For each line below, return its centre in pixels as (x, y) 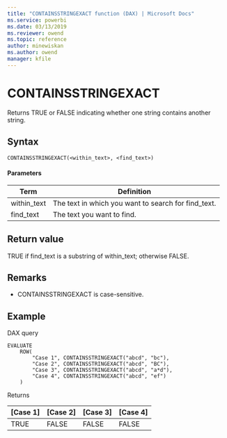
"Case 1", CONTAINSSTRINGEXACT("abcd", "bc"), (101, 358)
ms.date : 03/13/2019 (37, 26)
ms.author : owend (32, 53)
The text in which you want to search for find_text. (134, 203)
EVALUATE (20, 346)
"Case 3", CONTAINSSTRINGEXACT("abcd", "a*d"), (102, 370)
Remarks (27, 278)
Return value (36, 240)
